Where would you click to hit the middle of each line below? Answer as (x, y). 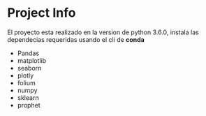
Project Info (42, 13)
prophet (29, 105)
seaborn (29, 68)
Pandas (28, 53)
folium (27, 82)
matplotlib (32, 60)
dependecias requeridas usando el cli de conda (76, 39)
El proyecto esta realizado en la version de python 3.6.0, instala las (103, 32)
